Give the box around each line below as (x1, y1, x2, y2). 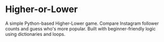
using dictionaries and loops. (5, 31, 66, 37)
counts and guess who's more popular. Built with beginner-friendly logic (5, 25, 156, 31)
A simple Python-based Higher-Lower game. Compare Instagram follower (5, 20, 159, 26)
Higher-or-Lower (5, 4, 78, 15)
